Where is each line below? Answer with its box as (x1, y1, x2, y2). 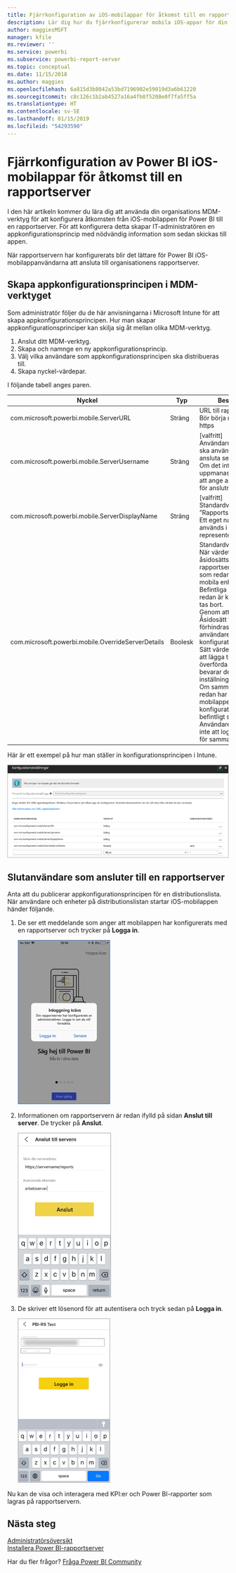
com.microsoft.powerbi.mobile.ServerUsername (10, 458, 150, 465)
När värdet (199, 548, 230, 556)
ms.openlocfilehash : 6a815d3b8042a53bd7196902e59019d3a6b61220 (7, 85, 197, 93)
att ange (199, 476, 223, 484)
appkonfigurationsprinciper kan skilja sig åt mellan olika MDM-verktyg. (7, 323, 212, 332)
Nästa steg (7, 1517, 56, 1529)
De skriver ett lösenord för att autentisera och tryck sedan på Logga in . (17, 1305, 223, 1313)
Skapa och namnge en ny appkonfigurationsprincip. (17, 344, 168, 353)
